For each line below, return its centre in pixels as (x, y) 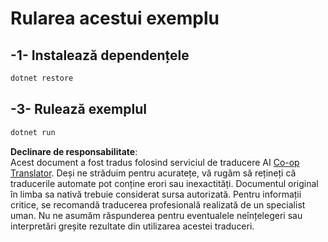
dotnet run (33, 132)
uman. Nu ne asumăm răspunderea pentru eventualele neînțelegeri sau (156, 215)
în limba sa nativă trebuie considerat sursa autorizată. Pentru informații (156, 194)
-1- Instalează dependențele (100, 55)
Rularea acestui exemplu (115, 18)
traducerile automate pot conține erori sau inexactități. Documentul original (164, 183)
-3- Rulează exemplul (78, 109)
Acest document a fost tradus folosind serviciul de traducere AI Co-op (155, 162)
